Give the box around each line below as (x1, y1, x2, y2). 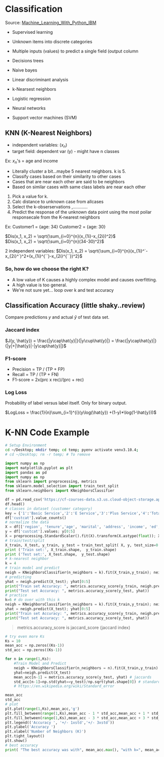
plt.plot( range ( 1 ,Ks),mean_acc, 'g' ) (5, 706, 80, 711)
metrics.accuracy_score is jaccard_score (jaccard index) (17, 624, 131, 631)
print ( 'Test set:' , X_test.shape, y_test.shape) (5, 552, 110, 557)
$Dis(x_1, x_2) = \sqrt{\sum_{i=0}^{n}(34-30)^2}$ (5, 239, 104, 245)
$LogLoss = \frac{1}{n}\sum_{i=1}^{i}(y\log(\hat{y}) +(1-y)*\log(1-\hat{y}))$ (5, 409, 157, 415)
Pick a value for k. (12, 194, 49, 200)
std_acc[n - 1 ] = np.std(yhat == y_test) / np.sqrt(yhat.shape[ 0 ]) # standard (14, 679, 161, 684)
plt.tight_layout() (5, 734, 45, 739)
